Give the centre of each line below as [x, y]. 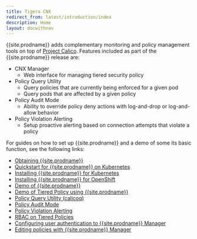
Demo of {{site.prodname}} [48, 186]
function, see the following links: [45, 149]
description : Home [29, 22]
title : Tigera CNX [29, 12]
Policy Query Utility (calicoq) [49, 198]
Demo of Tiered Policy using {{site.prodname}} [71, 192]
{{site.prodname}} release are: [43, 57]
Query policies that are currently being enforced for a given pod [101, 88]
